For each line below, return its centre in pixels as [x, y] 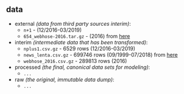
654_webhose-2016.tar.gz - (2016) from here [77, 36]
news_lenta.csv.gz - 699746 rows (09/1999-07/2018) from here [101, 54]
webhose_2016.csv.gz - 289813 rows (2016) [75, 61]
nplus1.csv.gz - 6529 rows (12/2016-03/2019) [79, 48]
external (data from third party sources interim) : [73, 23]
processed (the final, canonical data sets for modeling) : [82, 67]
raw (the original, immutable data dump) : [64, 79]
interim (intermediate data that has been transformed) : [81, 42]
